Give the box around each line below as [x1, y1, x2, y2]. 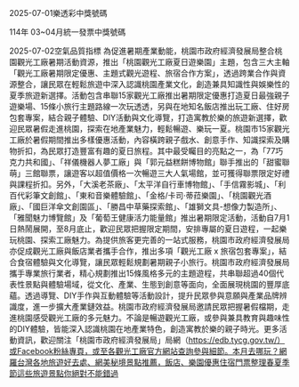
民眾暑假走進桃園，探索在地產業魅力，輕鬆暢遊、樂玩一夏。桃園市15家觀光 [16, 124, 290, 133]
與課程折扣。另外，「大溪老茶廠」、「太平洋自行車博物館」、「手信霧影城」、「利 [9, 179, 287, 189]
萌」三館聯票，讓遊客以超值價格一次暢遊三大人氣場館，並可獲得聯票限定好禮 [9, 168, 290, 178]
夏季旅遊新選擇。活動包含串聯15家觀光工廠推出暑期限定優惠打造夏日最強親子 [9, 90, 290, 101]
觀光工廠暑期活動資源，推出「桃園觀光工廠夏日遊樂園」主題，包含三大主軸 [16, 57, 290, 67]
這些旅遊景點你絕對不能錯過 [16, 368, 118, 378]
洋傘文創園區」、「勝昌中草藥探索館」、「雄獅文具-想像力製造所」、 [47, 201, 282, 212]
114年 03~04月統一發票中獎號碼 [9, 27, 126, 37]
